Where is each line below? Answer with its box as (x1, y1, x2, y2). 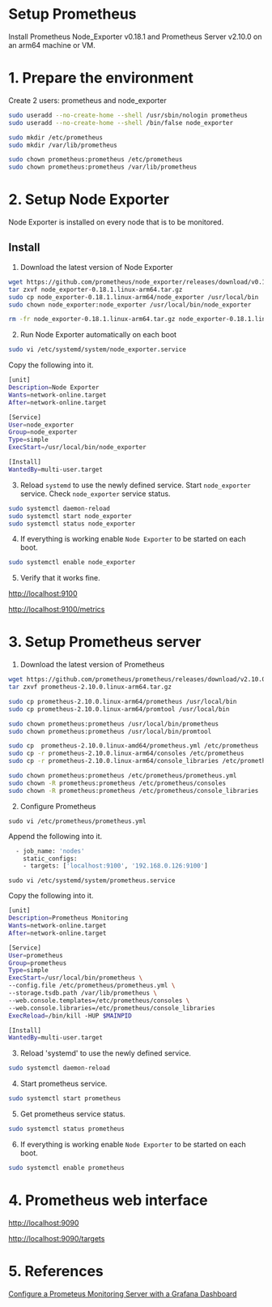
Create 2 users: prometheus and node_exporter (8, 95, 168, 105)
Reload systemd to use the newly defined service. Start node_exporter (19, 480, 251, 490)
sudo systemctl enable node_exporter (8, 559, 136, 567)
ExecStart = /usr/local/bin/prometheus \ (8, 974, 143, 982)
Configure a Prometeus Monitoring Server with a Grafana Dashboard (8, 1288, 237, 1298)
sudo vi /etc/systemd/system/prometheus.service (8, 876, 176, 885)
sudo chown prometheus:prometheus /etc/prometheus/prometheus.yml (8, 772, 237, 780)
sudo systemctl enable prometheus (8, 1163, 125, 1172)
